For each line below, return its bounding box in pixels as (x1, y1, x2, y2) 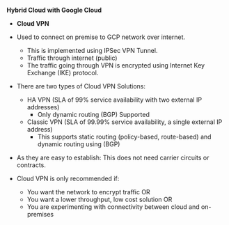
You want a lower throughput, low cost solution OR (26, 195, 173, 203)
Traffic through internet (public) (26, 54, 118, 62)
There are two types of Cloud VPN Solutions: (16, 82, 146, 90)
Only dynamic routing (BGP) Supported (37, 111, 150, 118)
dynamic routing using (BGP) (37, 140, 120, 148)
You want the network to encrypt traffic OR (26, 188, 150, 196)
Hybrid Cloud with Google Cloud (6, 6, 102, 14)
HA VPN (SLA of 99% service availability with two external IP (26, 95, 203, 104)
